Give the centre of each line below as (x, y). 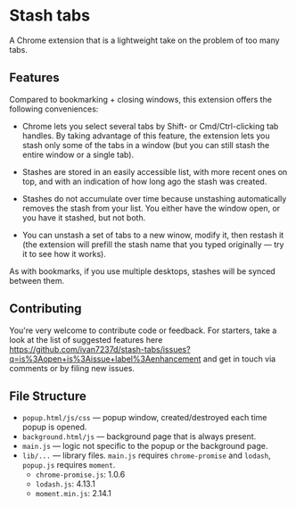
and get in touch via (239, 359)
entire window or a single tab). (78, 154)
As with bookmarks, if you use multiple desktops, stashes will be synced (143, 271)
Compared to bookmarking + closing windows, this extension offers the (140, 99)
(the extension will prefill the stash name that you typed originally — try (153, 244)
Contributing (45, 309)
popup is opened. (54, 427)
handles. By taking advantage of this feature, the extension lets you (146, 136)
